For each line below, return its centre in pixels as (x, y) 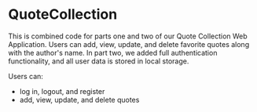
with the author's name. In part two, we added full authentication (113, 52)
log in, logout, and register (62, 91)
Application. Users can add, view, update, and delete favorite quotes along (129, 44)
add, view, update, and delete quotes (79, 99)
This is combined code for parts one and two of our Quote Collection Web (128, 36)
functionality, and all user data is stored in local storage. (99, 61)
